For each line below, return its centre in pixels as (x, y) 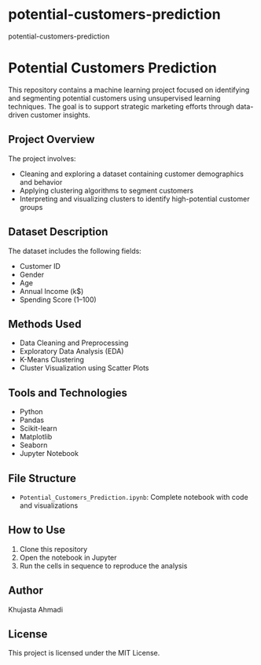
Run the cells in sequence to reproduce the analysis (103, 566)
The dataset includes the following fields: (75, 251)
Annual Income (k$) (51, 291)
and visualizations (49, 505)
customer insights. (60, 115)
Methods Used (45, 324)
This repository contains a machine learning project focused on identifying (129, 90)
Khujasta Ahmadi (36, 609)
